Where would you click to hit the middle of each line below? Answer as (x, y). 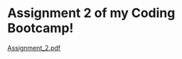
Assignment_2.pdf (34, 48)
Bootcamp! (41, 28)
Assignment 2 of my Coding (91, 13)
